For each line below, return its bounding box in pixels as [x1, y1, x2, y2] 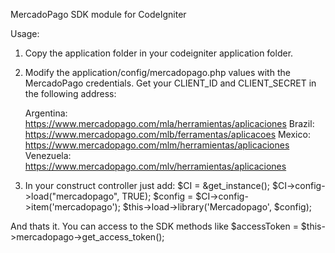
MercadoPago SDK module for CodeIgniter [10, 9, 187, 20]
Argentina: [24, 107, 68, 119]
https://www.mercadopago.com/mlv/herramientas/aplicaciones [24, 160, 287, 172]
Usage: [10, 28, 40, 39]
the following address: [24, 88, 117, 99]
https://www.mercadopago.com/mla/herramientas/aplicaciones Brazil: [24, 118, 315, 129]
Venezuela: [24, 150, 72, 161]
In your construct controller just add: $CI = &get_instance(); [24, 180, 271, 191]
